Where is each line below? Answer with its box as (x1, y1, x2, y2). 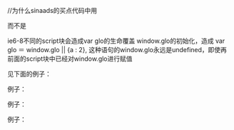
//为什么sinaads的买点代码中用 (7, 6, 98, 14)
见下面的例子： (7, 70, 51, 78)
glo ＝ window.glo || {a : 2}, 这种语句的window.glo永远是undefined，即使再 (7, 46, 227, 54)
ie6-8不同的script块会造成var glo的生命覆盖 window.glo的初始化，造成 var (7, 36, 225, 45)
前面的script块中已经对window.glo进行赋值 (7, 54, 133, 63)
